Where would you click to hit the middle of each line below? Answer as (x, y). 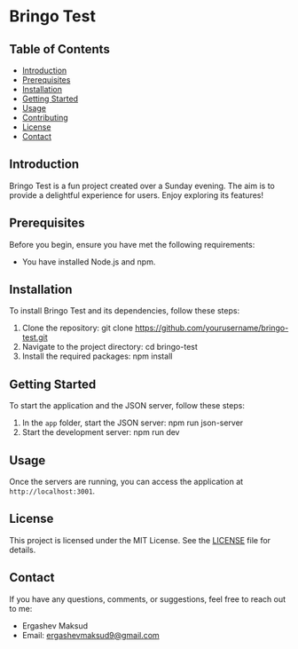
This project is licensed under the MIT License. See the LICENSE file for (140, 540)
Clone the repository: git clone (77, 328)
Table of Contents (60, 49)
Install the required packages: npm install (97, 356)
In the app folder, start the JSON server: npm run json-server (133, 423)
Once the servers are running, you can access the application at (126, 482)
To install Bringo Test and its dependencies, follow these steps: (125, 311)
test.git (35, 337)
